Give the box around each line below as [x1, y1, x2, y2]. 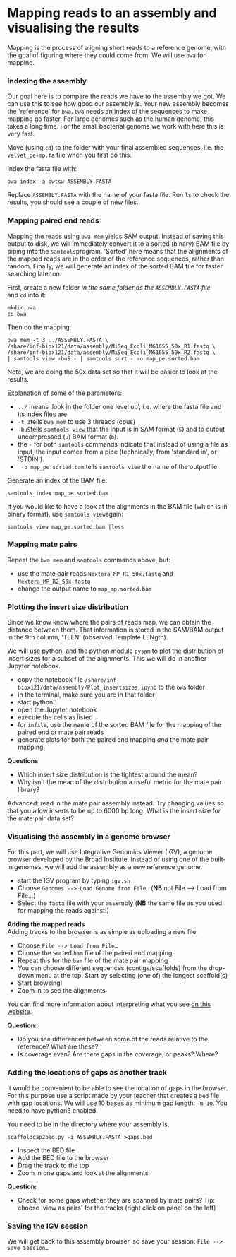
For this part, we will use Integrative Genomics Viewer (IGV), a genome [7, 848, 213, 856]
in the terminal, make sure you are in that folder [17, 690, 155, 699]
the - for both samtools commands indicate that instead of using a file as [17, 439, 228, 448]
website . [7, 1008, 32, 1016]
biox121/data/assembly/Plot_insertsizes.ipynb [17, 684, 157, 692]
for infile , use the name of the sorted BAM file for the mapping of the [17, 721, 222, 729]
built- [210, 855, 226, 863]
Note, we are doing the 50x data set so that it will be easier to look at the [7, 367, 218, 376]
